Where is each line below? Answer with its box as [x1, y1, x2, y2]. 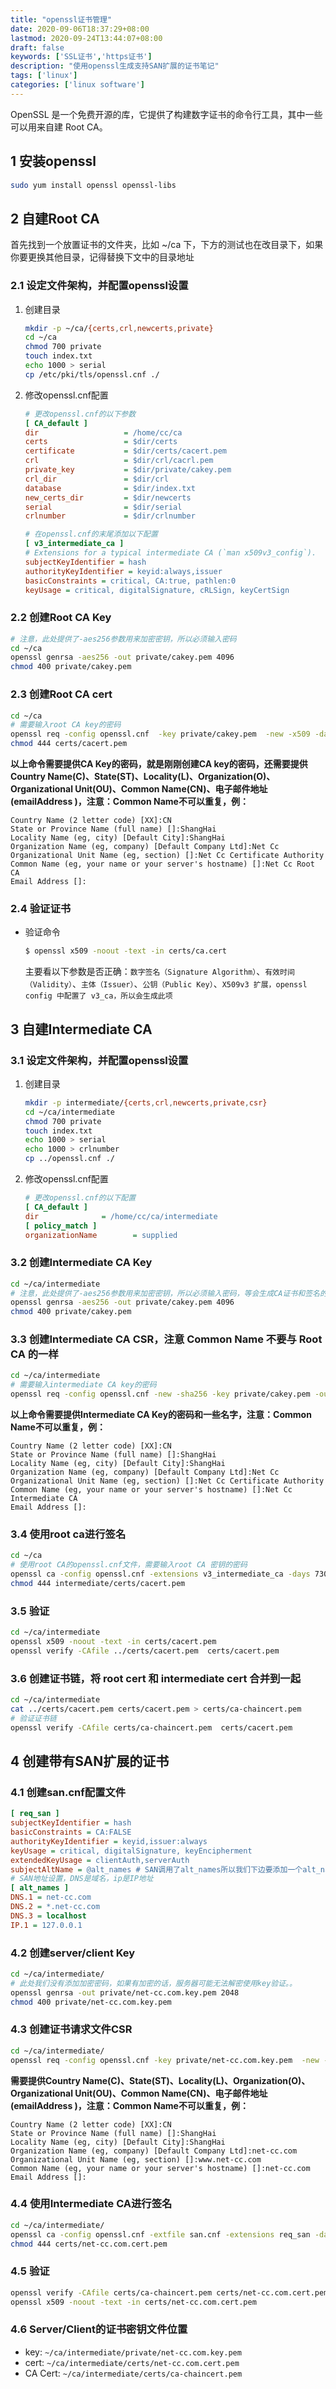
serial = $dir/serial [24, 502, 183, 512]
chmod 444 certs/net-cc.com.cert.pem [10, 2239, 168, 2249]
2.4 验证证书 [10, 901, 72, 915]
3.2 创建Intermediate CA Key [10, 1256, 153, 1270]
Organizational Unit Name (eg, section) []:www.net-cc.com [10, 2154, 262, 2165]
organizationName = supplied [24, 1230, 178, 1240]
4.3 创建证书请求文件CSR [10, 2022, 133, 2036]
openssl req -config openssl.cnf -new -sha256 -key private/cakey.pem [10, 1389, 311, 1400]
